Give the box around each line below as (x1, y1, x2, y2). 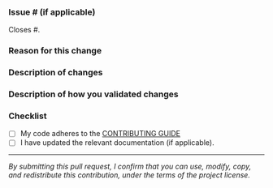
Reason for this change (8, 45, 102, 57)
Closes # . (8, 25, 41, 35)
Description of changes (8, 67, 103, 79)
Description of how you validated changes (8, 88, 179, 100)
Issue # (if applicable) (8, 6, 96, 18)
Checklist (8, 110, 47, 122)
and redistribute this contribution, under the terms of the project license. (8, 170, 250, 180)
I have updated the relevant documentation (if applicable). (19, 138, 214, 147)
